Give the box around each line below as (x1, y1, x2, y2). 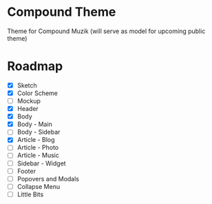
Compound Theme (7, 4, 116, 20)
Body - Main (17, 120, 53, 128)
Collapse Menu (17, 182, 61, 190)
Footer (17, 167, 36, 175)
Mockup (17, 97, 41, 105)
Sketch (17, 81, 38, 90)
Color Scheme (17, 89, 59, 97)
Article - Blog (17, 136, 55, 144)
